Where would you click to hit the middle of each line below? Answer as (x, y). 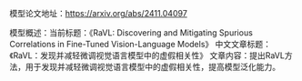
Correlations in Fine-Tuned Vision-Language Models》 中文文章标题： (140, 44)
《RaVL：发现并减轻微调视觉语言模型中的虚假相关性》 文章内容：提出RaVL (147, 56)
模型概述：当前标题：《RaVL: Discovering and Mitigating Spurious (131, 33)
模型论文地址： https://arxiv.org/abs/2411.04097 (99, 13)
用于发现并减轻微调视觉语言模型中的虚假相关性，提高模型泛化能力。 (152, 67)
